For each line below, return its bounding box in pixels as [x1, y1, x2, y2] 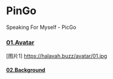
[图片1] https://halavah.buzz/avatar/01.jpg [6, 52, 108, 60]
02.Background [6, 66, 46, 73]
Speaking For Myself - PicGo [6, 24, 77, 31]
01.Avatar [6, 38, 35, 47]
